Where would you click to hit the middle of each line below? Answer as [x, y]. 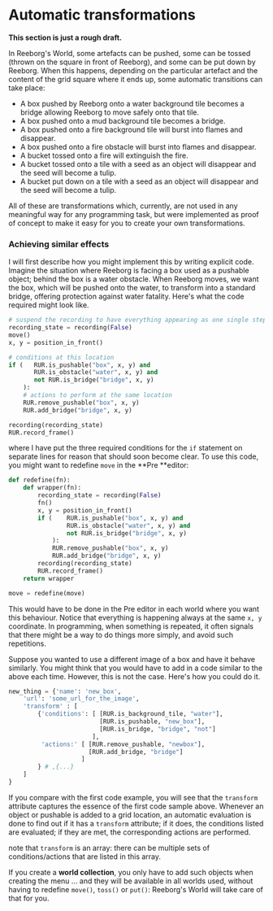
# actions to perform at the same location [98, 395]
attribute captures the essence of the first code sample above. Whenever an [136, 806]
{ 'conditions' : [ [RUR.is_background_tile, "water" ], [130, 714]
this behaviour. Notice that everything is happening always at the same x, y [135, 617]
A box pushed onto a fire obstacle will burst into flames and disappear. [138, 146]
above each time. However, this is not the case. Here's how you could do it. [134, 676]
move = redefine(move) [47, 593]
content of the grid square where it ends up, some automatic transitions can [135, 79]
